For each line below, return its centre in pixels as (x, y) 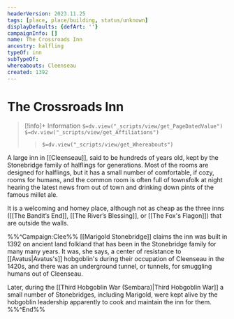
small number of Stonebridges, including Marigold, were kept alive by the (112, 295)
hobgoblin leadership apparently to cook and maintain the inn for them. (109, 302)
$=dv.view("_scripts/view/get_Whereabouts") (108, 145)
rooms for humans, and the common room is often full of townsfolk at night (115, 180)
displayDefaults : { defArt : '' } (53, 27)
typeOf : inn (24, 53)
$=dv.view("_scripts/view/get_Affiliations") (92, 133)
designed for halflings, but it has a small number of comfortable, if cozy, (111, 172)
